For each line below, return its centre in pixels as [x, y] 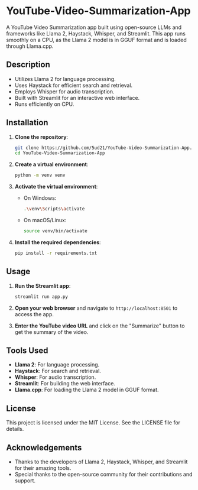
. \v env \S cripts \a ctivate [54, 209]
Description [28, 65]
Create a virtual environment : [51, 164]
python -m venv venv [40, 176]
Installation [27, 123]
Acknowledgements [44, 447]
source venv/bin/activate [55, 231]
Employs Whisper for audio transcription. [64, 91]
